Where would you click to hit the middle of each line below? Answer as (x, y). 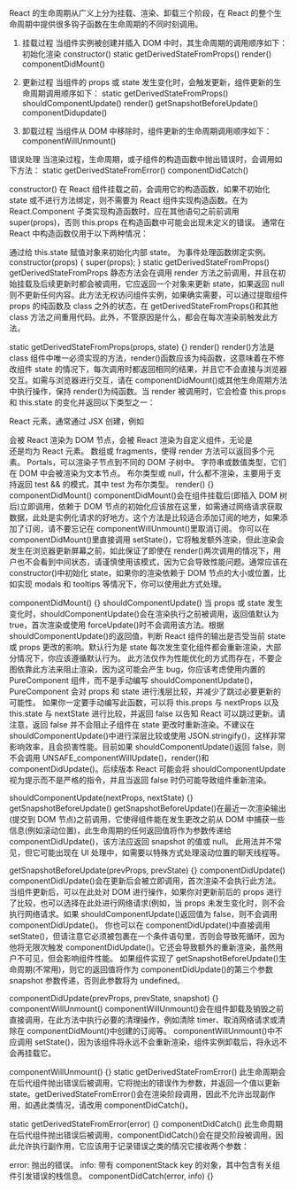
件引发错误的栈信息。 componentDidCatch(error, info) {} (111, 1176)
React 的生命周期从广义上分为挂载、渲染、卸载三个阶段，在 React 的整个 (141, 13)
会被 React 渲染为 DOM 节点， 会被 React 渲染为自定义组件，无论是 (131, 440)
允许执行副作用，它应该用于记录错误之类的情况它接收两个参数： (133, 1146)
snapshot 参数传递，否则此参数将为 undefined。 (97, 980)
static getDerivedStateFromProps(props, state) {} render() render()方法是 (142, 347)
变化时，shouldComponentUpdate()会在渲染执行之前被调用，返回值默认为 (144, 614)
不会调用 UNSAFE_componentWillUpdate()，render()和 (109, 758)
